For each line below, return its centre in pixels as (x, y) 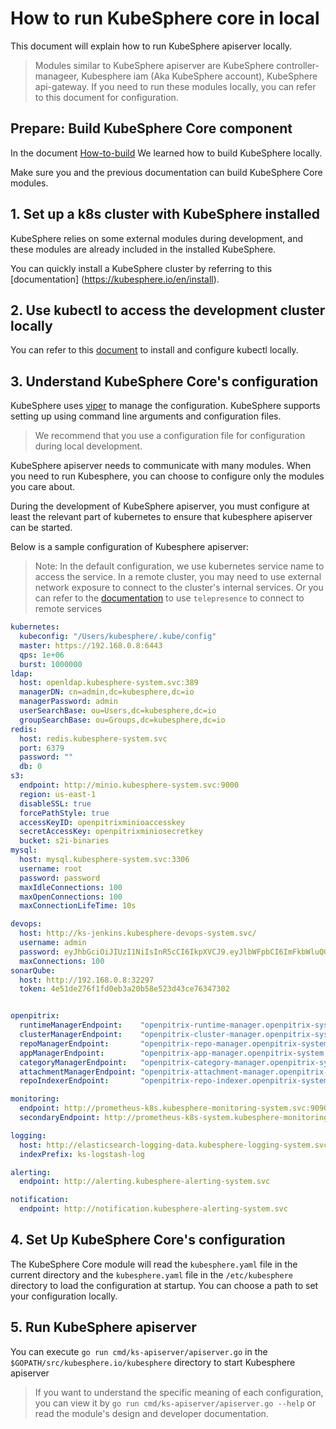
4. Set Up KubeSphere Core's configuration (148, 1240)
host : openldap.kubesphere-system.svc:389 (109, 683)
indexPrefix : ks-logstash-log (82, 1154)
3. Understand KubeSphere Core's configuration (164, 381)
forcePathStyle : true (64, 813)
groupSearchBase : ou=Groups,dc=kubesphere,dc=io (122, 720)
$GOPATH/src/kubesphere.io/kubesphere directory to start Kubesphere (153, 1362)
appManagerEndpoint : (62, 1053)
